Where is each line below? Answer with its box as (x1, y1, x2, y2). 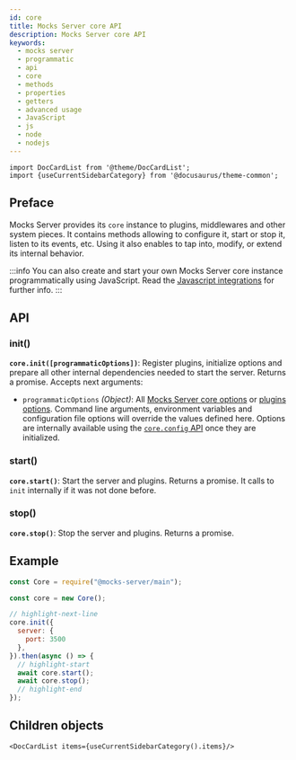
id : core (9, 13, 42, 22)
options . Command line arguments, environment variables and (22, 403, 253, 414)
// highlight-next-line (9, 610, 99, 619)
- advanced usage (17, 105, 83, 114)
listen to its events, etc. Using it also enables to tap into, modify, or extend (9, 238, 283, 249)
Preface (9, 195, 55, 211)
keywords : (9, 38, 47, 48)
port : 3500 (25, 635, 66, 644)
